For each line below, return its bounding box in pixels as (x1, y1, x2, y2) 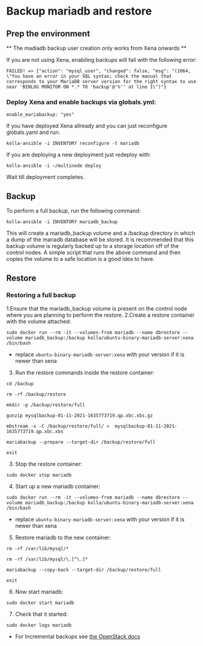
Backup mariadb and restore (6, 4, 152, 18)
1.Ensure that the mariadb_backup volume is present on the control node (6, 304, 188, 312)
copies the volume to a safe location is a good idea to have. (6, 255, 155, 263)
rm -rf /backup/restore (6, 391, 67, 397)
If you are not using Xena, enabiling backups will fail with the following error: (6, 56, 197, 63)
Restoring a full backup (6, 291, 76, 300)
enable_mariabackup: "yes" (6, 112, 75, 118)
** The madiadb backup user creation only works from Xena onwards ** (6, 44, 187, 52)
